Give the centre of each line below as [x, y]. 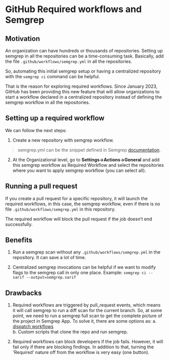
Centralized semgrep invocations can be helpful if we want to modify [84, 267]
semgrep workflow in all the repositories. [48, 102]
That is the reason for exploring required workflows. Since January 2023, [81, 86]
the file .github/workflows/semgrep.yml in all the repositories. [69, 61]
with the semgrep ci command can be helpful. [52, 76]
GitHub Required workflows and [74, 9]
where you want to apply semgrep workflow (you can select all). [79, 170]
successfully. [19, 224]
